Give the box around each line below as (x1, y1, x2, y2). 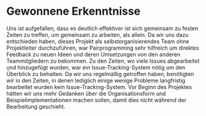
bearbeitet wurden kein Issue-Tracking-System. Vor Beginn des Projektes (6, 83, 192, 90)
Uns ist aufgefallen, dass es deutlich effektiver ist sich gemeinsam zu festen (6, 25, 199, 32)
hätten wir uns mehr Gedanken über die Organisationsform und (6, 90, 166, 97)
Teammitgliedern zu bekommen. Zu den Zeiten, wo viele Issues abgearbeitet (6, 57, 200, 64)
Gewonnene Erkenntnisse (6, 4, 141, 18)
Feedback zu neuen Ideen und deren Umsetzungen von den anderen (6, 50, 181, 58)
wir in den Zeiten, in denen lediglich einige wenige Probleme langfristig (6, 77, 186, 84)
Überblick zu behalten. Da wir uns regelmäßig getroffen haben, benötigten (6, 70, 194, 77)
